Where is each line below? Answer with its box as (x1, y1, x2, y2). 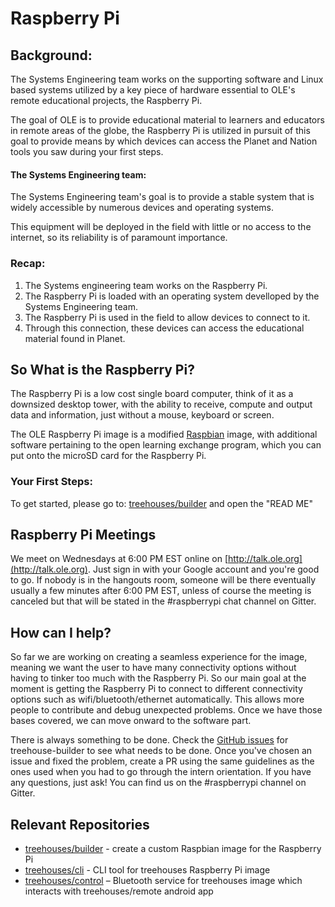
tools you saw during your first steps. (10, 146, 164, 157)
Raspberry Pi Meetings (10, 527, 157, 543)
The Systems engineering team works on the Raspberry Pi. (24, 279, 268, 291)
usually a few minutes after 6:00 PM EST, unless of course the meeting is (10, 585, 312, 597)
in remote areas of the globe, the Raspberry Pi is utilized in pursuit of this (10, 125, 311, 136)
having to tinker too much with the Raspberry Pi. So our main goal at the (10, 672, 307, 684)
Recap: (10, 257, 46, 271)
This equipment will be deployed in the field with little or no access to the (10, 221, 312, 233)
